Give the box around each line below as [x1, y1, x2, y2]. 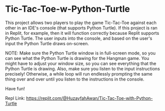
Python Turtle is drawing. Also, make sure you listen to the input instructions [5, 65, 160, 72]
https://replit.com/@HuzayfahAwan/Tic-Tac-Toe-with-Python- [26, 95, 153, 101]
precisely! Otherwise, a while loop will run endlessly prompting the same [5, 71, 153, 77]
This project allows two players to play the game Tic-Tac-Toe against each [5, 20, 157, 26]
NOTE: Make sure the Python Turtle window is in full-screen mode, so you [5, 50, 156, 56]
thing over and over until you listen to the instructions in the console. [5, 76, 145, 82]
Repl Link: [5, 95, 26, 101]
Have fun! [5, 85, 25, 91]
